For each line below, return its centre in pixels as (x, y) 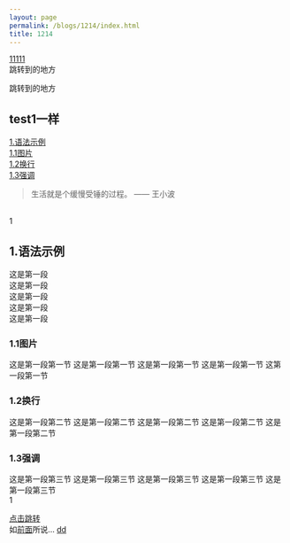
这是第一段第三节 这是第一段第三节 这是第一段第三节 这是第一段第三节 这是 (145, 478)
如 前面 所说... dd (38, 529)
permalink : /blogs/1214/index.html (75, 26)
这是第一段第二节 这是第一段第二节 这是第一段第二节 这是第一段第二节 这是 (145, 422)
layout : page (33, 17)
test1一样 (34, 119)
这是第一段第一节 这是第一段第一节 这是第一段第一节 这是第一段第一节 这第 (145, 365)
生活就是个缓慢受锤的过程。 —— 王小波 (103, 194)
